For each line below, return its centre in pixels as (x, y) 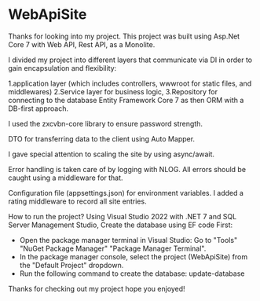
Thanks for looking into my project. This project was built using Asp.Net (124, 36)
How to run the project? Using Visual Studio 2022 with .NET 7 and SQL (123, 216)
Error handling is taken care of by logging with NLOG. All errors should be (127, 169)
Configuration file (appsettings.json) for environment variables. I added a (126, 193)
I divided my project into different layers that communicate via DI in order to (130, 60)
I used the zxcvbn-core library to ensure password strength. (105, 123)
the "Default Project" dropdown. (71, 265)
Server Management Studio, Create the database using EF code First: (121, 225)
